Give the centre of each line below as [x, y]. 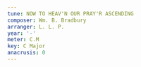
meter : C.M [23, 40]
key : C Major [26, 46]
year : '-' [22, 33]
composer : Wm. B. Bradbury [47, 20]
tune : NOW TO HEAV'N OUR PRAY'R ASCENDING [70, 14]
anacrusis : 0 [26, 53]
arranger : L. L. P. [36, 27]
